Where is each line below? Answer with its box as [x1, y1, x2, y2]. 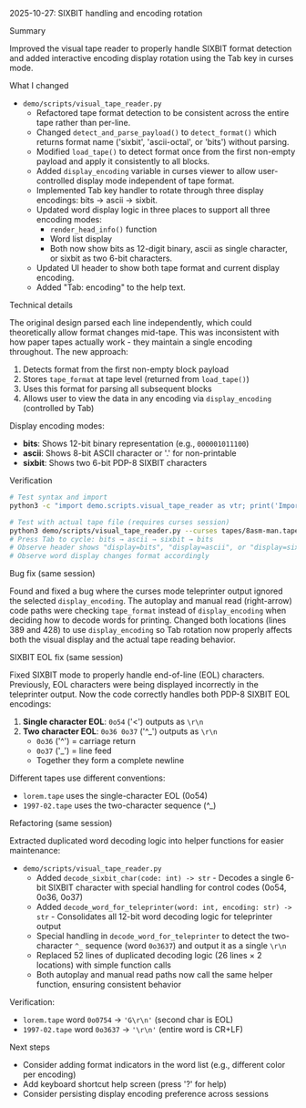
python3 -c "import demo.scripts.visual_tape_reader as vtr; [9, 501, 247, 510]
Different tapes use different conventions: [9, 772, 166, 783]
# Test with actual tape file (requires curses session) [9, 517, 230, 527]
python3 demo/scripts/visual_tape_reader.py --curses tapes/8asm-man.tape [9, 526, 300, 535]
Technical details [9, 300, 73, 310]
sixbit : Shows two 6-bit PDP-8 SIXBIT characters [22, 458, 208, 468]
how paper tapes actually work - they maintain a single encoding [9, 337, 253, 347]
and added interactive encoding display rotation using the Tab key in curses [9, 53, 294, 63]
